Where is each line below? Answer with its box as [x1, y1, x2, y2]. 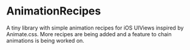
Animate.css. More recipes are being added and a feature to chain [6, 30, 172, 37]
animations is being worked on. [6, 37, 85, 44]
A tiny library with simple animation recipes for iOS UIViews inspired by [6, 24, 184, 31]
